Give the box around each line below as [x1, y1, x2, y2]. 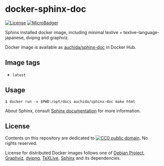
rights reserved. [5, 140, 38, 146]
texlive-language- [123, 29, 160, 35]
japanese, [5, 35, 25, 41]
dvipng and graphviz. [26, 35, 69, 41]
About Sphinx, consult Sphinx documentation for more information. [5, 108, 141, 114]
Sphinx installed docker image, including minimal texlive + [5, 29, 123, 35]
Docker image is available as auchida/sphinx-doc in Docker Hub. [5, 44, 136, 50]
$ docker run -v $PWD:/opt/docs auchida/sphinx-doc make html [5, 99, 135, 104]
